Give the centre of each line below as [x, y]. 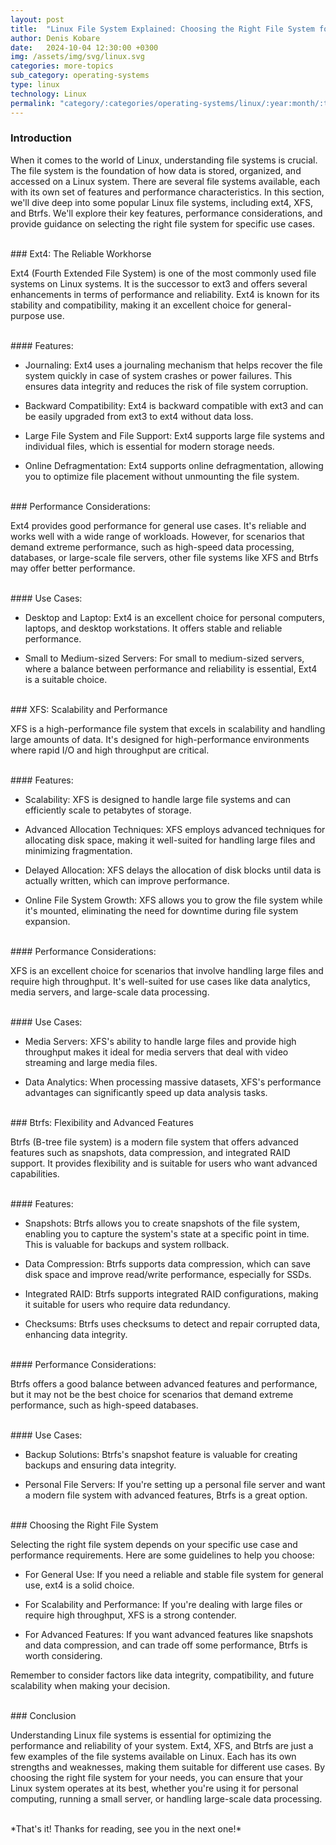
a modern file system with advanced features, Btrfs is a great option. [166, 1495]
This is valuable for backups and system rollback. [127, 1244]
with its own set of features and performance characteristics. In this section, [167, 192]
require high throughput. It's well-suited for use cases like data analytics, [160, 981]
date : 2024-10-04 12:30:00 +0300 [84, 47]
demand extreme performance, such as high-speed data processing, [152, 547]
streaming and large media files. [91, 1062]
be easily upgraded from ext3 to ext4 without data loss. [139, 416]
